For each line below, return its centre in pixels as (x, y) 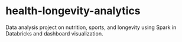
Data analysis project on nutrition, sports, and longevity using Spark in (91, 27)
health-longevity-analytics (73, 11)
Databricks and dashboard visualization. (54, 33)
